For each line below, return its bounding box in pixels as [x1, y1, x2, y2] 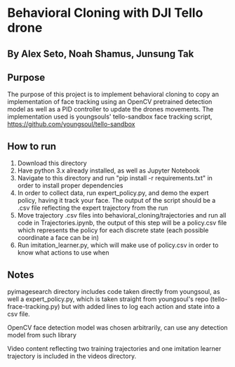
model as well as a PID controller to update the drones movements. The [7, 105, 214, 114]
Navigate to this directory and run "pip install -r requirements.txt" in [17, 174, 213, 182]
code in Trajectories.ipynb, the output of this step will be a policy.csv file [17, 219, 227, 227]
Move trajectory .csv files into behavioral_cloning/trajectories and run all [17, 211, 227, 220]
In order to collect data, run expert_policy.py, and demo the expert [17, 189, 209, 197]
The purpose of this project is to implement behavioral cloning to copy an [7, 90, 220, 99]
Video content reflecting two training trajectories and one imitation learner [7, 345, 222, 353]
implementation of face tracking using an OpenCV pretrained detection [7, 98, 213, 106]
